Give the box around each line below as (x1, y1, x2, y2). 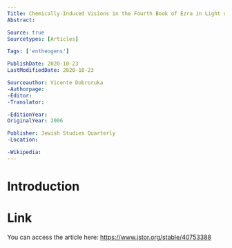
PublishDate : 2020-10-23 (7, 60, 79, 68)
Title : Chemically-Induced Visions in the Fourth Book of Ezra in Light (7, 10, 221, 17)
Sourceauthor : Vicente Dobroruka (7, 79, 104, 86)
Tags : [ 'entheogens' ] (7, 48, 70, 55)
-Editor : (7, 92, 32, 99)
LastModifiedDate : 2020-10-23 (7, 67, 95, 74)
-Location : (7, 136, 39, 144)
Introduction (7, 178, 80, 194)
